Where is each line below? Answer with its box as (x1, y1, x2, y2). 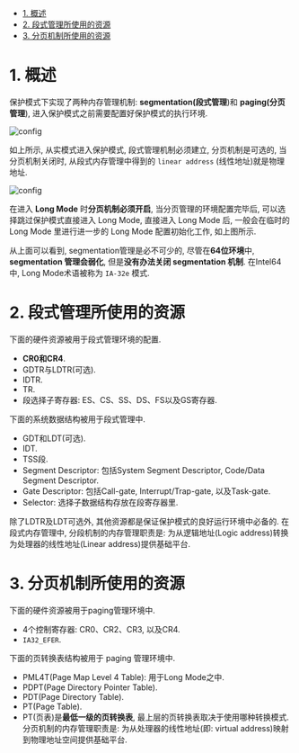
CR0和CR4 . (22, 353, 66, 363)
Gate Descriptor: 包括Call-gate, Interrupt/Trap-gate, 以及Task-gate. (22, 485, 271, 497)
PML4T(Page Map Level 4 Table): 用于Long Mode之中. (22, 671, 224, 682)
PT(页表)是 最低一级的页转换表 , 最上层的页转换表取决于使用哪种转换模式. (22, 712, 290, 722)
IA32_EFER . (22, 633, 62, 645)
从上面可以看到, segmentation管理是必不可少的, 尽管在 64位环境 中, (9, 245, 255, 255)
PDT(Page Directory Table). (22, 691, 124, 702)
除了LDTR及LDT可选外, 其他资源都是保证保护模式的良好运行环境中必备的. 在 (9, 515, 290, 526)
